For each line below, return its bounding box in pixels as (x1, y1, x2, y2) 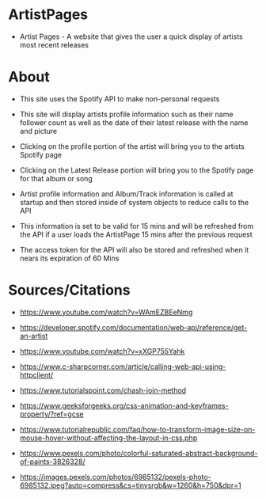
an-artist (19, 331, 48, 340)
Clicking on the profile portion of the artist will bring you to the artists (19, 141, 245, 151)
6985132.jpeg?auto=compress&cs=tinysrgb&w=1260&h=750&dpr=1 (19, 481, 241, 490)
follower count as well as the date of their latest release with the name (19, 117, 249, 127)
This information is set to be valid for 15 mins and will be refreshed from (19, 221, 254, 230)
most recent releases (19, 40, 89, 49)
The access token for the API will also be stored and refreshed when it (19, 245, 249, 254)
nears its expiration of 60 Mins (19, 253, 120, 263)
